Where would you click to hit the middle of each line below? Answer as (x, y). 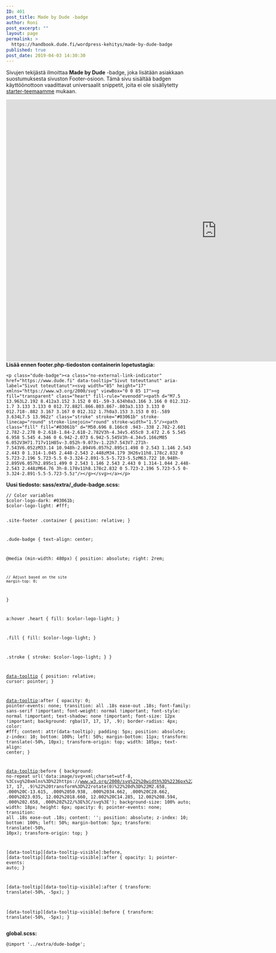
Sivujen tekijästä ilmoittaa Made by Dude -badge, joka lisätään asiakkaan (95, 72)
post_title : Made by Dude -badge (47, 17)
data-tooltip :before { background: (50, 771)
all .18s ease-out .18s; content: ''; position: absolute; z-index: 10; (97, 818)
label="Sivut (22, 386)
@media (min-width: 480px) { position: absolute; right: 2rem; (86, 559)
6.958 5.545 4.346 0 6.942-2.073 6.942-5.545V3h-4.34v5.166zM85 (87, 438)
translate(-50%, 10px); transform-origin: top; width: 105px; (84, 742)
